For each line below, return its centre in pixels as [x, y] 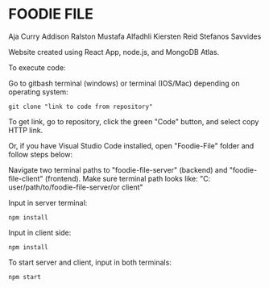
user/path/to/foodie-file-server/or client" [76, 187]
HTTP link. [26, 130]
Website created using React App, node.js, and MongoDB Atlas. [114, 52]
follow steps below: [41, 154]
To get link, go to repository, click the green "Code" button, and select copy [134, 121]
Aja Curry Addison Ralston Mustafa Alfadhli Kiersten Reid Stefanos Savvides [135, 36]
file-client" [26, 178]
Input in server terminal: [48, 202]
